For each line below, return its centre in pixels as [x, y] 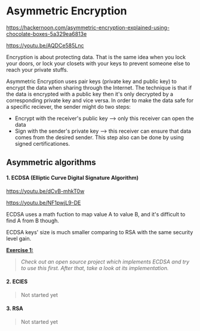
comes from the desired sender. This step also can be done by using [99, 137]
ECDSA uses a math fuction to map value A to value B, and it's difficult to [96, 214]
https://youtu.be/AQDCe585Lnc [45, 45]
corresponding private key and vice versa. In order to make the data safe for [100, 100]
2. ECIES [17, 281]
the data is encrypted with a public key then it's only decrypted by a [90, 94]
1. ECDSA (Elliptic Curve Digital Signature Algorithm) [73, 177]
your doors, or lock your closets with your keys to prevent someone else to [98, 63]
